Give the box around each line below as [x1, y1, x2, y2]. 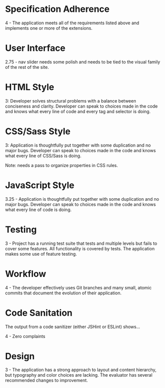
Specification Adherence [5, 3, 110, 15]
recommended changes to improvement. [5, 378, 88, 384]
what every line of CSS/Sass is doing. [5, 153, 82, 159]
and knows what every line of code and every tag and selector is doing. [5, 108, 151, 114]
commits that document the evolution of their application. [5, 290, 122, 296]
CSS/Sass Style [5, 126, 71, 137]
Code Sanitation [5, 307, 73, 318]
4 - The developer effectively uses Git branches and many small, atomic [5, 284, 152, 290]
